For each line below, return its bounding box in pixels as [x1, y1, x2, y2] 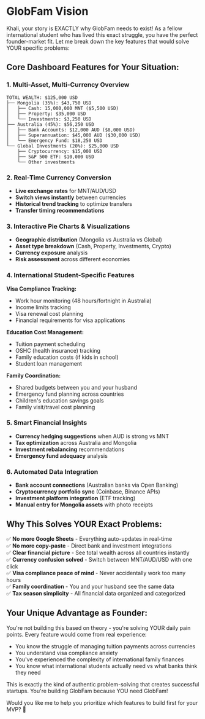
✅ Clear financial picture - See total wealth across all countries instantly [6, 549, 190, 556]
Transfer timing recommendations [15, 206, 105, 214]
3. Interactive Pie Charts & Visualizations [6, 222, 130, 230]
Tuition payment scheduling [15, 340, 86, 348]
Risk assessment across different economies [15, 256, 130, 263]
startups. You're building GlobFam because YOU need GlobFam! [6, 687, 168, 694]
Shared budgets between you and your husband [15, 383, 138, 391]
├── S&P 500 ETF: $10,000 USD [17, 154, 95, 160]
